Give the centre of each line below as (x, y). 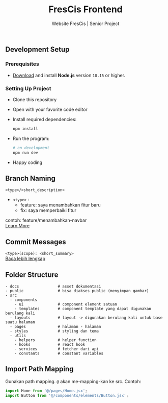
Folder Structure (32, 275)
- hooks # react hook (50, 344)
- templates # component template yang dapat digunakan (83, 309)
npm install (25, 129)
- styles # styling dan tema (54, 331)
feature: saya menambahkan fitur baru (60, 205)
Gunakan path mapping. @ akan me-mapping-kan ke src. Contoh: (73, 381)
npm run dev (25, 152)
